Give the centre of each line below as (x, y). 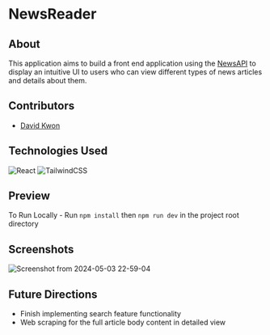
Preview (30, 196)
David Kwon (40, 125)
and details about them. (48, 81)
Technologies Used (58, 151)
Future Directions (53, 294)
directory (23, 224)
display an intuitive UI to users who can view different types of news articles (135, 72)
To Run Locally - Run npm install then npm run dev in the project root (124, 215)
